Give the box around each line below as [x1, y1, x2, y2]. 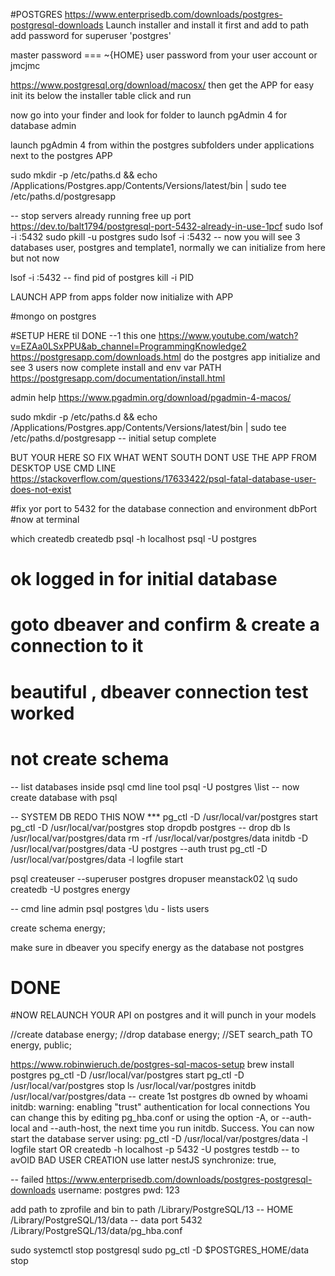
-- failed [10, 1174, 45, 1186]
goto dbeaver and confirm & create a [10, 614, 320, 636]
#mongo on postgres [10, 310, 97, 322]
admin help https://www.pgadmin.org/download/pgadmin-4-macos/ [10, 392, 292, 403]
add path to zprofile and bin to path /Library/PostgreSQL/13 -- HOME [10, 1204, 294, 1216]
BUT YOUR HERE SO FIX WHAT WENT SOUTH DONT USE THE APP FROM [10, 452, 317, 463]
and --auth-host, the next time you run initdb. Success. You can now [32, 1122, 315, 1134]
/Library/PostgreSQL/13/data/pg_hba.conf [10, 1225, 183, 1237]
